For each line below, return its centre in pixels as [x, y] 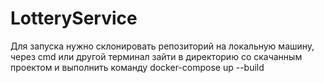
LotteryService [74, 18]
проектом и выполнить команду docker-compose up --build [137, 67]
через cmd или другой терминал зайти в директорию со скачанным [156, 56]
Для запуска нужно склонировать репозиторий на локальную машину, [162, 46]
